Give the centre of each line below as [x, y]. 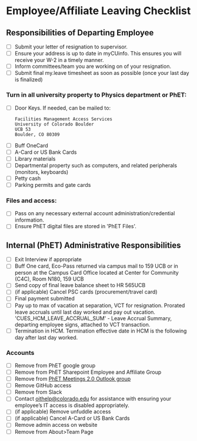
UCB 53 [23, 129]
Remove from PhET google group [55, 365]
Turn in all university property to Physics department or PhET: [96, 95]
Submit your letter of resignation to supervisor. [71, 47]
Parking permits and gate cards [53, 185]
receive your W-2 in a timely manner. [59, 60]
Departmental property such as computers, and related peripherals [96, 165]
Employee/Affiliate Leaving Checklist [98, 11]
